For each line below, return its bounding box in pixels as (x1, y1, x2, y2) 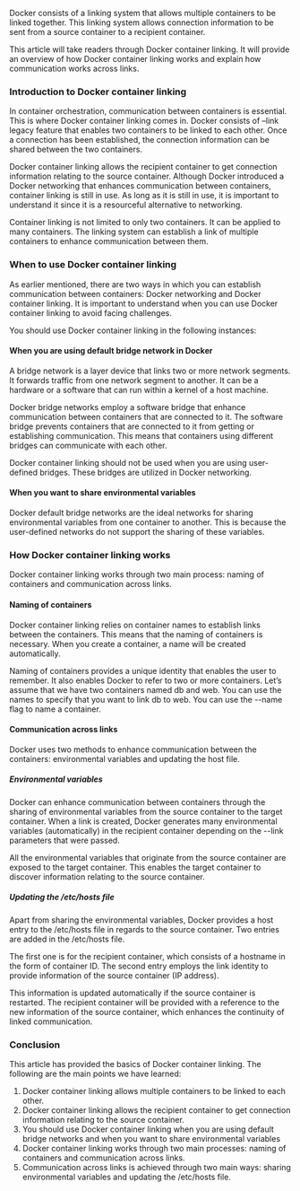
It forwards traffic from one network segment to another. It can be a (9, 374, 259, 385)
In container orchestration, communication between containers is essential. (9, 106, 287, 117)
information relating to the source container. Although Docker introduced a (9, 171, 285, 182)
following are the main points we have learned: (9, 1068, 182, 1079)
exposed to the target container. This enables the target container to (9, 862, 261, 872)
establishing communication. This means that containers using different (9, 430, 274, 441)
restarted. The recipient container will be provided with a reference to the (9, 996, 280, 1008)
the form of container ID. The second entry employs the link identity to (9, 960, 269, 971)
